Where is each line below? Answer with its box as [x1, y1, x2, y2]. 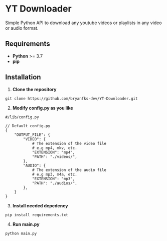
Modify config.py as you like [12, 105, 74, 111]
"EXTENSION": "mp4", [32, 149, 75, 155]
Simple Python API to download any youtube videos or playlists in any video [5, 20, 162, 26]
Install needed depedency [12, 202, 68, 209]
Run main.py [12, 221, 40, 227]
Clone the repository [12, 86, 57, 92]
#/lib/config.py [5, 114, 39, 120]
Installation [5, 73, 41, 82]
